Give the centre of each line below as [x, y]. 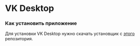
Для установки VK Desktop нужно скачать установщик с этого [70, 34]
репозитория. [19, 39]
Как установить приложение [41, 23]
